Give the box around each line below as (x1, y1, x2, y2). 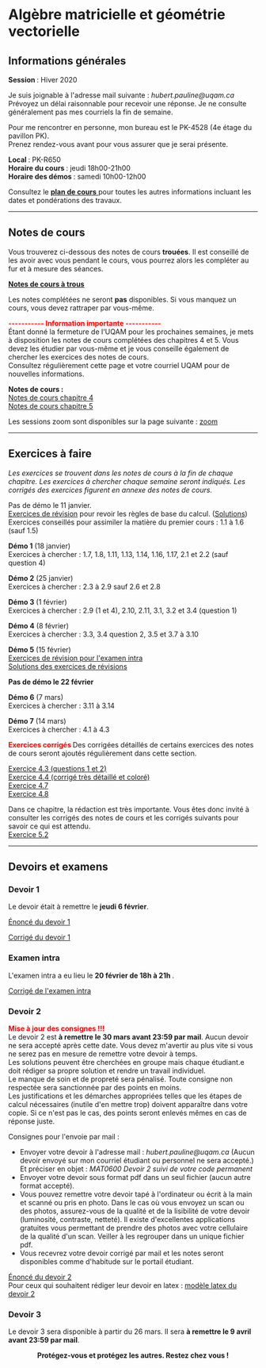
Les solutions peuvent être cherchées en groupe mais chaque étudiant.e (8, 1057, 245, 1066)
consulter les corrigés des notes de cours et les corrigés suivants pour (8, 813, 239, 822)
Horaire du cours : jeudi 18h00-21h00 (8, 163, 131, 172)
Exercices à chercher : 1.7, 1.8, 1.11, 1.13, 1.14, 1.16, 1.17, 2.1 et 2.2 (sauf (8, 549, 229, 559)
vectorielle (8, 22, 81, 40)
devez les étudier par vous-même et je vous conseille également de (8, 344, 230, 353)
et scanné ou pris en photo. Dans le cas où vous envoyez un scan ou (19, 1197, 245, 1207)
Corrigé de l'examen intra (8, 986, 92, 995)
